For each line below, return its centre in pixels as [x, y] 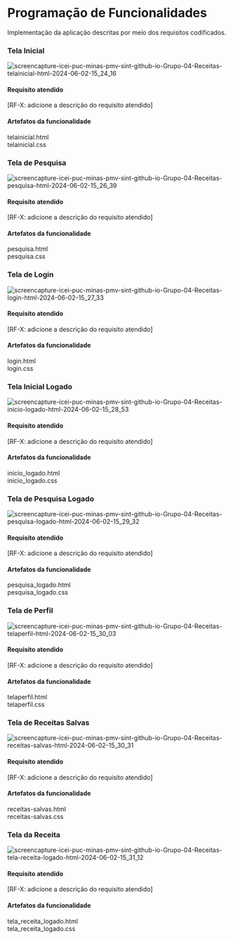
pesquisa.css [26, 256]
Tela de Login [31, 274]
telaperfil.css [26, 704]
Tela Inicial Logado [40, 386]
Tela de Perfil [30, 611]
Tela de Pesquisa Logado [51, 499]
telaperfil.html [27, 697]
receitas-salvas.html [37, 809]
